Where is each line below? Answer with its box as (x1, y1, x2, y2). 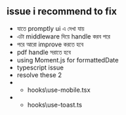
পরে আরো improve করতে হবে (16, 40, 84, 48)
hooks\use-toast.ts (27, 100, 82, 109)
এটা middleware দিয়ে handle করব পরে (16, 32, 111, 41)
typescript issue (16, 63, 64, 72)
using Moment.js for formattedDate (16, 55, 119, 64)
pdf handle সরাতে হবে (16, 48, 71, 56)
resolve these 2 (16, 70, 62, 79)
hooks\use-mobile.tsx (27, 86, 91, 94)
